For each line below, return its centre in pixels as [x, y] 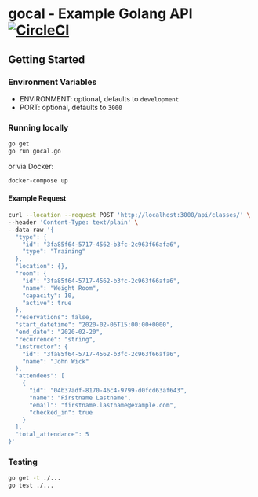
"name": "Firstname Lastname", [80, 398]
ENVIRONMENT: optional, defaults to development [99, 98]
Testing [23, 462]
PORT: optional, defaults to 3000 [71, 107]
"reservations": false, [54, 318]
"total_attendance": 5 [52, 434]
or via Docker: [31, 166]
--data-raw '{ [31, 230]
